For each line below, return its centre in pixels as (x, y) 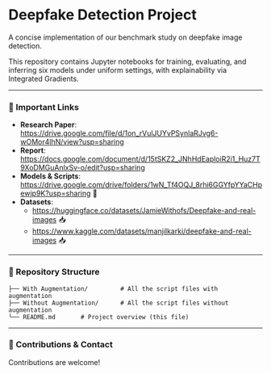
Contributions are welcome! (54, 362)
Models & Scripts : (50, 176)
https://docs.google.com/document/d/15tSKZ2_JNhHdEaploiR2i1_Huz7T (140, 159)
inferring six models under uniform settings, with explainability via (118, 69)
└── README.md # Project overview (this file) (99, 317)
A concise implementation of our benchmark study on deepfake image (125, 37)
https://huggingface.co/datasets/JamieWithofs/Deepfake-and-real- (144, 211)
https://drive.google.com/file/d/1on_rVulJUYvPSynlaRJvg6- (119, 133)
